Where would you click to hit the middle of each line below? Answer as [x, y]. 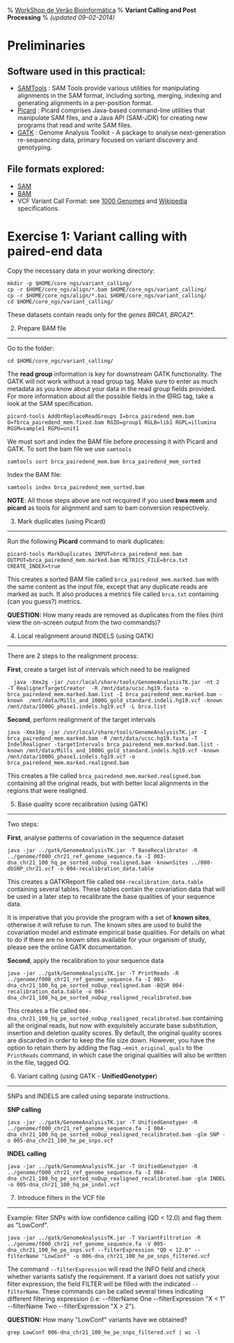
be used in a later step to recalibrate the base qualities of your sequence [111, 896]
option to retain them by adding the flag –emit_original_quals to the [105, 1047]
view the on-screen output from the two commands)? [84, 622]
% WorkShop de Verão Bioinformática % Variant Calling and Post [102, 10]
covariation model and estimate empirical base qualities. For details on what [116, 932]
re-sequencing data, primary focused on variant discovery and [107, 140]
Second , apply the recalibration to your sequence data [86, 960]
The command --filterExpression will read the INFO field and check [106, 1269]
